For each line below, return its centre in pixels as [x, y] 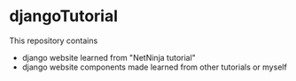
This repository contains [54, 40]
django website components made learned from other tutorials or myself [155, 67]
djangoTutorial [63, 16]
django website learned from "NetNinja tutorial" [109, 57]
